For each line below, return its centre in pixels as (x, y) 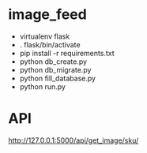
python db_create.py (53, 62)
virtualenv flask (45, 36)
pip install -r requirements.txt (67, 53)
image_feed (47, 15)
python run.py (42, 86)
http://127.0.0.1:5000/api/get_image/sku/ (73, 140)
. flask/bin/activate (50, 44)
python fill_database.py (58, 78)
